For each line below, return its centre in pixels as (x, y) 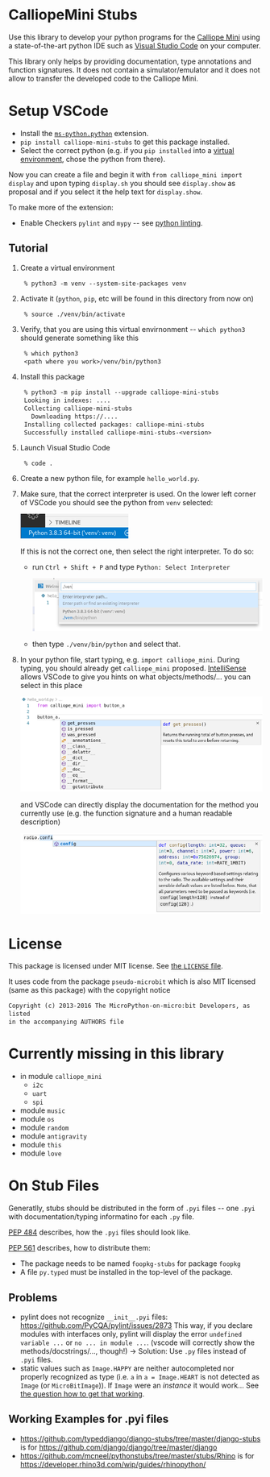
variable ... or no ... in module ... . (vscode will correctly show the (137, 1342)
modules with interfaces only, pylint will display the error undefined (131, 1334)
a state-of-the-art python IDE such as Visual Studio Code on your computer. (135, 45)
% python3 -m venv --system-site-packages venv (105, 284)
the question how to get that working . (82, 1394)
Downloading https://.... (75, 417)
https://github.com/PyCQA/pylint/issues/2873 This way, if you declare (136, 1325)
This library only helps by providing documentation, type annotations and (130, 61)
